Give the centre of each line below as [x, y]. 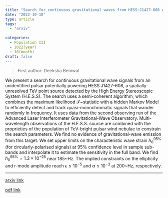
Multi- [145, 118]
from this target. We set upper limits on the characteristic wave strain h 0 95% [83, 140]
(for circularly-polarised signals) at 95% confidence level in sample [74, 147]
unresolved [17, 91]
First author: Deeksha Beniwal [48, 71]
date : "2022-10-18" [25, 15]
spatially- [139, 86]
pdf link [13, 190]
